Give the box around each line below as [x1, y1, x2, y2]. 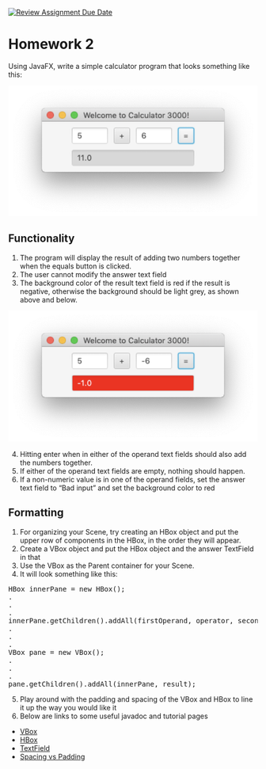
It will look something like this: [19, 569, 118, 578]
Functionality [8, 232, 75, 246]
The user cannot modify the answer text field [19, 269, 167, 279]
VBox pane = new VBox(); [8, 648, 104, 657]
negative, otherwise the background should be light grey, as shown [19, 286, 240, 296]
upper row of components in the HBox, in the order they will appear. [19, 535, 241, 545]
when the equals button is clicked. [19, 261, 132, 271]
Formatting [8, 506, 64, 520]
